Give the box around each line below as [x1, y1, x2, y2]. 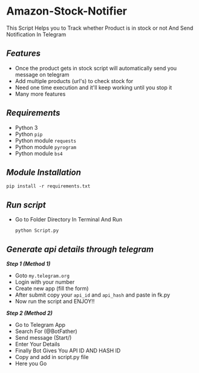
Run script [6, 200, 47, 210]
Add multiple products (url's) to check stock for [15, 77, 134, 84]
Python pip [15, 130, 43, 138]
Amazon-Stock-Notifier [6, 4, 127, 18]
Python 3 [15, 124, 38, 131]
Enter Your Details [15, 341, 60, 348]
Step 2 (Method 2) [6, 309, 53, 317]
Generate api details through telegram [6, 244, 154, 254]
